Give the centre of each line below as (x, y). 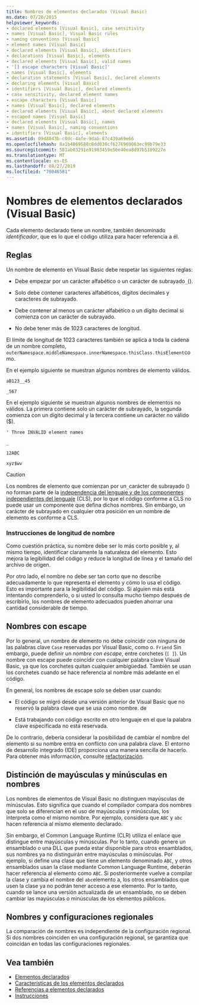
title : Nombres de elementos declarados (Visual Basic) (77, 12)
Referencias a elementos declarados (59, 990)
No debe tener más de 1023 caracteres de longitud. (78, 328)
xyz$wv (14, 463)
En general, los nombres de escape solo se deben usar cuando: (84, 690)
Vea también (30, 963)
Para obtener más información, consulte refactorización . (75, 756)
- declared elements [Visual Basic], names (61, 122)
